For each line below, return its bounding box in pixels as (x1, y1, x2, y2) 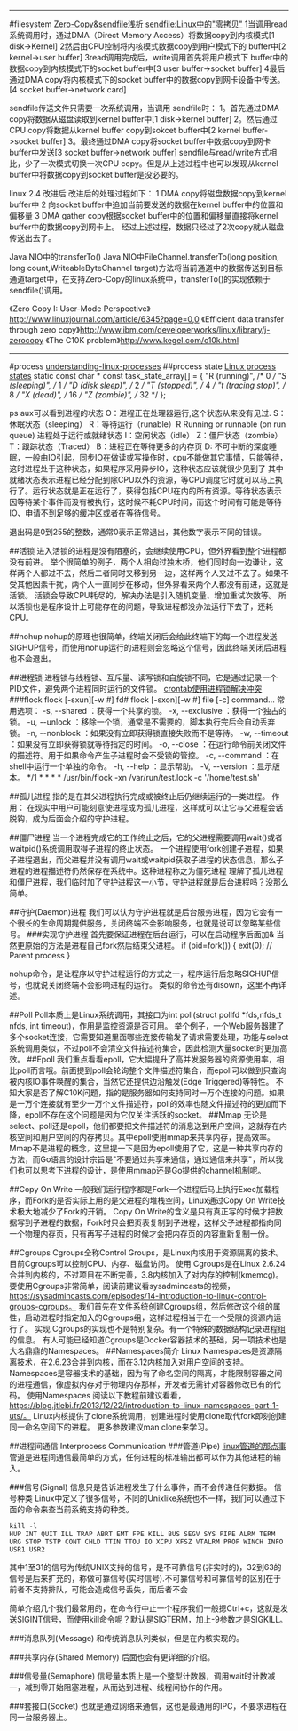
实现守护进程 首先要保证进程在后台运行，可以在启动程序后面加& (41, 929, 275, 939)
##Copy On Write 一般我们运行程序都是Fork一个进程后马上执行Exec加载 (9, 1184, 272, 1194)
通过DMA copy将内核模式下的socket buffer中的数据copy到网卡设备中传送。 (9, 75, 286, 84)
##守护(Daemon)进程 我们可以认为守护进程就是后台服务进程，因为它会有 (9, 907, 275, 917)
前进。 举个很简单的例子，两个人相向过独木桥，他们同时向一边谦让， (24, 557, 276, 567)
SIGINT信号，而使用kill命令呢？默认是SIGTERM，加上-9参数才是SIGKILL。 (16, 1615, 288, 1624)
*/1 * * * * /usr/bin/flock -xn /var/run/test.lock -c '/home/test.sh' (26, 773, 260, 782)
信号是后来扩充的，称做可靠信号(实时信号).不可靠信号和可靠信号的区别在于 (9, 1573, 282, 1583)
